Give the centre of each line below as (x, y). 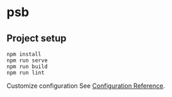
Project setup (37, 38)
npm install (24, 54)
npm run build (27, 67)
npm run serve (27, 60)
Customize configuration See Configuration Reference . (86, 86)
